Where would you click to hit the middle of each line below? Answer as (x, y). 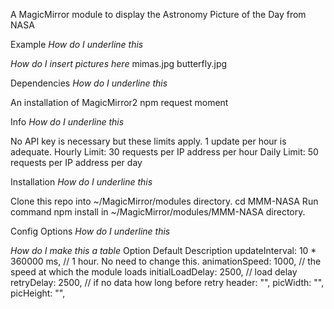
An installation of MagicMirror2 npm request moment (119, 102)
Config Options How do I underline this (90, 231)
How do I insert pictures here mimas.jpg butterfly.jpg (119, 63)
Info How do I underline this (67, 122)
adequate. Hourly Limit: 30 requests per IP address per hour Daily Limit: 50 (164, 152)
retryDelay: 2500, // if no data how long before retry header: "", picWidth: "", (167, 282)
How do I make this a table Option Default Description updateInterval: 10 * (163, 250)
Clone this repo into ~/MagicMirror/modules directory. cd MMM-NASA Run (164, 201)
